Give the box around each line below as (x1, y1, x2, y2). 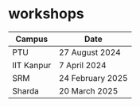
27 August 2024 (58, 47, 121, 58)
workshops (8, 5, 85, 23)
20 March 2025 (58, 85, 119, 96)
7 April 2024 (58, 59, 107, 71)
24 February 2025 (58, 72, 129, 83)
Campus (15, 33, 49, 44)
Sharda (12, 85, 40, 96)
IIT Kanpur (12, 59, 52, 71)
